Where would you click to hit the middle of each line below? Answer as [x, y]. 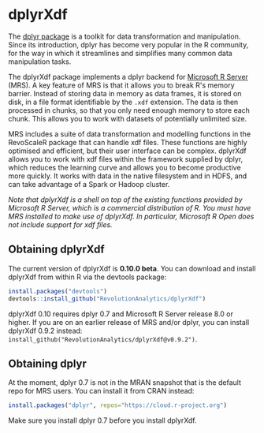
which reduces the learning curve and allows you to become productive [125, 167]
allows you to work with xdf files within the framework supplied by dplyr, [126, 159]
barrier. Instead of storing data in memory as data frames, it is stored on [125, 93]
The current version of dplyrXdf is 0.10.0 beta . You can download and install [132, 268]
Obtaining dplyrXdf [56, 250]
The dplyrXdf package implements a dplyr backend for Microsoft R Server [128, 77]
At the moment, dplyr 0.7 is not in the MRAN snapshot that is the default [125, 383]
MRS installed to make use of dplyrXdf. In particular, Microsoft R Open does [131, 216]
